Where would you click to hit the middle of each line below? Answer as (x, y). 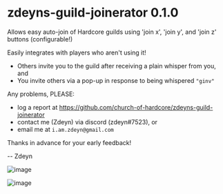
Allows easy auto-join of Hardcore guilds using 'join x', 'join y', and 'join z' (112, 32)
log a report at (37, 107)
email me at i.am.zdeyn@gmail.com (65, 129)
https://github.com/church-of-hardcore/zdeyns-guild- (136, 107)
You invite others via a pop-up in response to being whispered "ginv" (116, 80)
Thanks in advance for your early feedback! (69, 142)
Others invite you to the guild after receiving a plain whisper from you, (116, 66)
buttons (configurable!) (40, 39)
